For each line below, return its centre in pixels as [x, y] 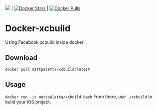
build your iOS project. [28, 102]
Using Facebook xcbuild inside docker [44, 42]
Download [21, 58]
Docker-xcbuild [38, 29]
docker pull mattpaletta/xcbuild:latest [48, 69]
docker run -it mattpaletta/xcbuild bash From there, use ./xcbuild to [79, 97]
